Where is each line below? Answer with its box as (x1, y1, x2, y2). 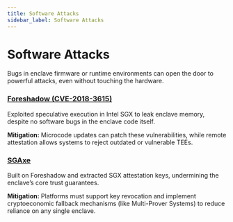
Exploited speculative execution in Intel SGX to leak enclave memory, (7, 110, 205, 118)
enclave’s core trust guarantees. (7, 178, 99, 187)
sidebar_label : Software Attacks (7, 17, 104, 24)
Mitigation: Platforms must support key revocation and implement (7, 192, 197, 200)
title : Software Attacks (7, 10, 79, 17)
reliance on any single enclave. (7, 207, 96, 215)
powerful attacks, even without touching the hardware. (7, 77, 164, 85)
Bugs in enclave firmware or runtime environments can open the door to (7, 69, 214, 78)
